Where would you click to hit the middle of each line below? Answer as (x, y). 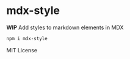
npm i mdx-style (27, 38)
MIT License (22, 50)
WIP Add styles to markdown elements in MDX (65, 27)
